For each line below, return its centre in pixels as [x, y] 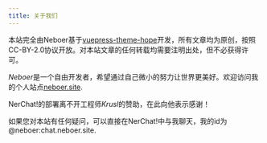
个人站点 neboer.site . [49, 87]
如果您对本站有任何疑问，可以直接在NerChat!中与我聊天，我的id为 [118, 121]
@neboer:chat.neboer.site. [52, 130]
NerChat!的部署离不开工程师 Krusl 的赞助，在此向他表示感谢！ [109, 104]
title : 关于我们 [33, 16]
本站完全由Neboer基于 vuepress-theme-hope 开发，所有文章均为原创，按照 [132, 39]
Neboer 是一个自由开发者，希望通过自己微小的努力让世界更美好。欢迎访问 [130, 76]
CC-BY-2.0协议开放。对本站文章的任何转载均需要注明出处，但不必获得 [125, 50]
